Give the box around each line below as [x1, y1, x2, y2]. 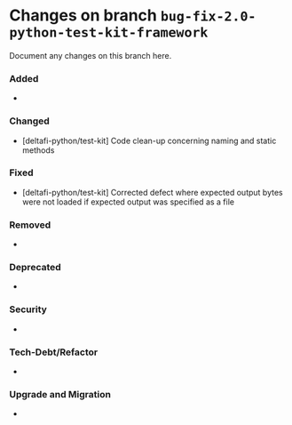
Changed [9, 115, 51, 127]
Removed [9, 219, 51, 231]
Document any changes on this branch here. [9, 50, 172, 60]
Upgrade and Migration [9, 388, 111, 400]
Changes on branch [9, 5, 158, 26]
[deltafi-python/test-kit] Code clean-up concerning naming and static [21, 135, 277, 146]
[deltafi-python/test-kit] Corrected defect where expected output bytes [21, 187, 283, 197]
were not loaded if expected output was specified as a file [21, 196, 235, 207]
